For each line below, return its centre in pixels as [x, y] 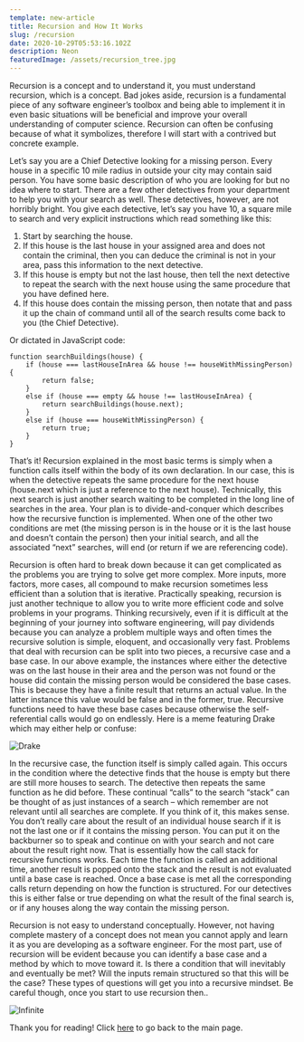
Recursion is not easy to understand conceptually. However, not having [142, 925]
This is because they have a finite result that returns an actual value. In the [148, 690]
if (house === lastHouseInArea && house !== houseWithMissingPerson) [160, 365]
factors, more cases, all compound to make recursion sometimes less [139, 584]
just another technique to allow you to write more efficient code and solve [147, 603]
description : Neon [44, 52]
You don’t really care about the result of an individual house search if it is [145, 821]
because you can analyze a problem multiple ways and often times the [141, 632]
